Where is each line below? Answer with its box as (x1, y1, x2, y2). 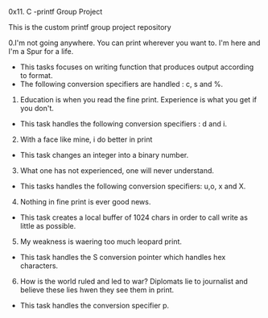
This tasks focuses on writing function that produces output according (19, 62, 254, 72)
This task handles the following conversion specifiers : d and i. (19, 119, 228, 128)
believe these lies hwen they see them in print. (19, 285, 175, 295)
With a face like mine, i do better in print (19, 134, 153, 144)
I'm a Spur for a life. (8, 47, 74, 56)
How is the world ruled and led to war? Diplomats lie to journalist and (19, 277, 248, 286)
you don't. (19, 104, 55, 113)
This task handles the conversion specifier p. (19, 301, 170, 310)
